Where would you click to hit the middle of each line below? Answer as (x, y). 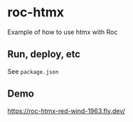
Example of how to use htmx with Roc (63, 32)
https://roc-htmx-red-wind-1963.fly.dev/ (66, 111)
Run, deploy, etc (44, 54)
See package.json (33, 71)
